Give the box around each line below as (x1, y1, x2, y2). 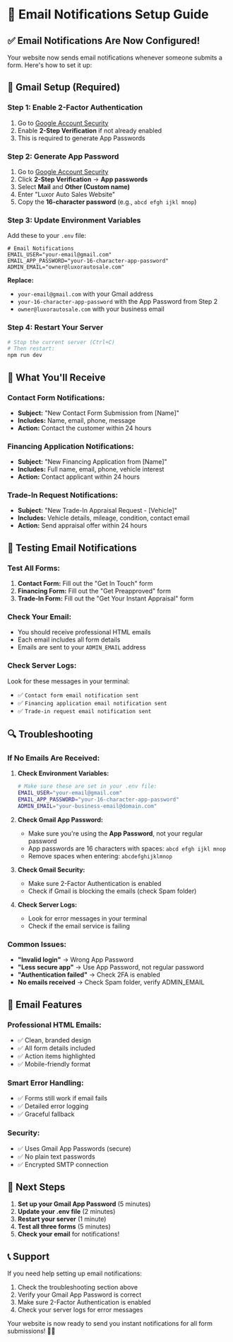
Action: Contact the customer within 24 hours (17, 423, 152, 432)
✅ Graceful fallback (17, 1110, 75, 1118)
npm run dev (7, 352, 42, 359)
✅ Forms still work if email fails (17, 1094, 108, 1103)
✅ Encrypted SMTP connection (17, 1160, 109, 1168)
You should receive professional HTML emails (17, 628, 151, 637)
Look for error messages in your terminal (28, 914, 148, 923)
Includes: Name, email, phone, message (17, 416, 136, 424)
